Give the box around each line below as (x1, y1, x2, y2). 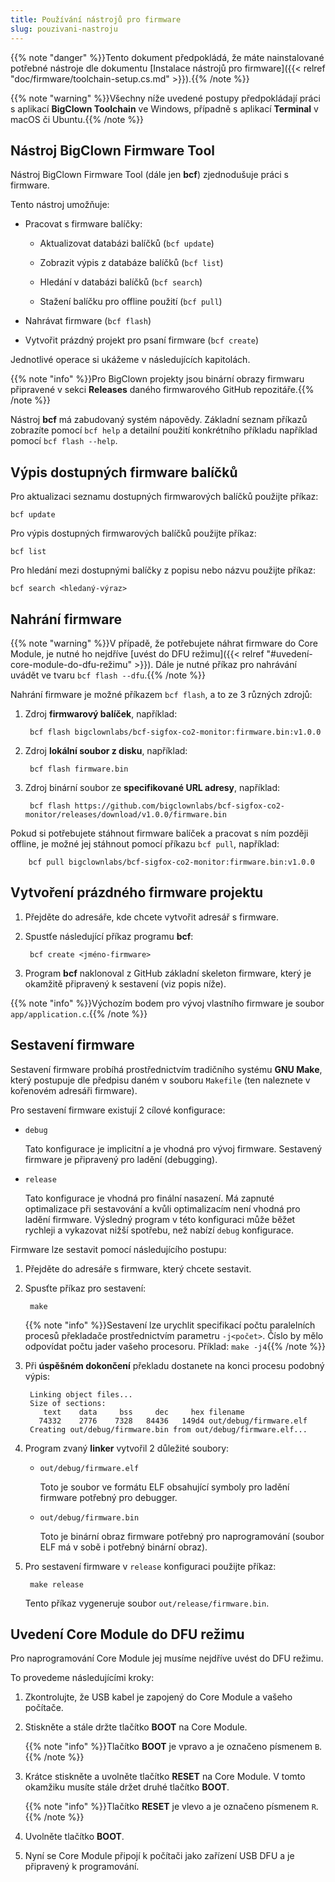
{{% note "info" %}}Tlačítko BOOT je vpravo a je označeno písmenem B (24, 1741, 320, 1753)
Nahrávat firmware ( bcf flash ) (24, 315, 152, 327)
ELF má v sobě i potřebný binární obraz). (39, 1541, 208, 1553)
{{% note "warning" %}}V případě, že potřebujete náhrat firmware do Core (10, 637, 318, 649)
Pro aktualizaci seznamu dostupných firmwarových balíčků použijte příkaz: (10, 491, 319, 503)
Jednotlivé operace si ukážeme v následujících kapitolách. (10, 354, 251, 366)
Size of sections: (29, 1398, 107, 1408)
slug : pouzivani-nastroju (10, 24, 118, 34)
